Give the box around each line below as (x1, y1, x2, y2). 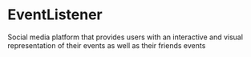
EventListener (7, 6, 103, 24)
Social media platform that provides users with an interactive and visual (7, 32, 244, 42)
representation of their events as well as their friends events (7, 40, 206, 50)
